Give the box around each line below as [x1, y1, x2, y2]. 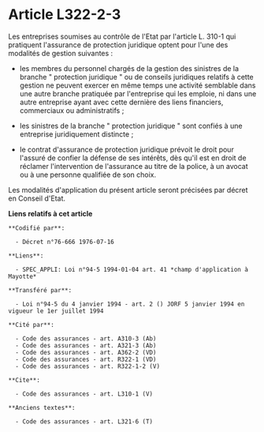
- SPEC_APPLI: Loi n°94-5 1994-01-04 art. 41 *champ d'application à [15, 265, 248, 273]
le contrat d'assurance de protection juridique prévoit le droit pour [19, 145, 234, 154]
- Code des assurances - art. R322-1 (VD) [15, 355, 157, 363]
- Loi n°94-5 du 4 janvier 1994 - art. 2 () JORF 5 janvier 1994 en [15, 300, 245, 308]
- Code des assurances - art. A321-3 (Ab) [15, 341, 157, 349]
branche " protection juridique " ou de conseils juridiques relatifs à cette [19, 72, 254, 81]
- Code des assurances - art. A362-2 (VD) [15, 348, 157, 356]
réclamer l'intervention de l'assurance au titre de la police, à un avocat [19, 161, 248, 171]
